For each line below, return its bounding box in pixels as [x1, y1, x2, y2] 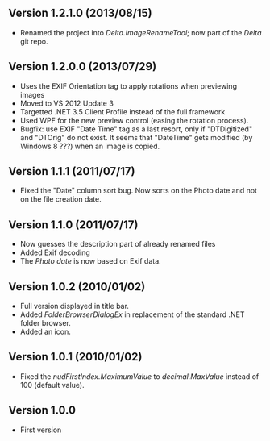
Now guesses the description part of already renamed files [19, 239, 216, 249]
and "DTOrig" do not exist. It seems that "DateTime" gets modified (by [19, 132, 253, 142]
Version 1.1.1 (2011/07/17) [8, 164, 135, 178]
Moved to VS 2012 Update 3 [19, 98, 114, 108]
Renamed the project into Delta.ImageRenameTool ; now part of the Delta [19, 27, 262, 37]
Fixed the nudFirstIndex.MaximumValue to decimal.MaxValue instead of [19, 371, 260, 381]
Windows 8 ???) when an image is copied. [19, 141, 160, 151]
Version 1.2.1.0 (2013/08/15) [8, 6, 152, 20]
